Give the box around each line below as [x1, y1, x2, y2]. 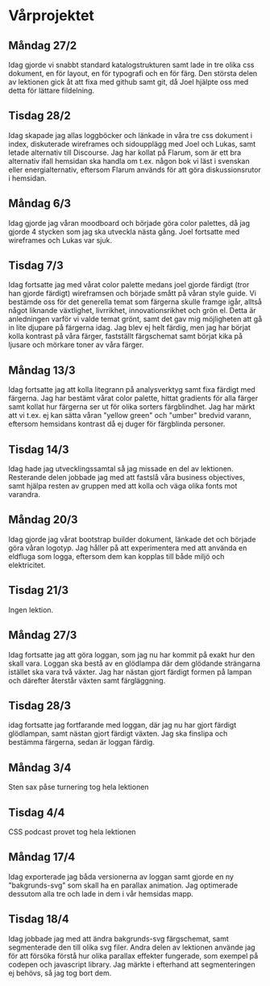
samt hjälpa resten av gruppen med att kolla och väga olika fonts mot [8, 481, 238, 491]
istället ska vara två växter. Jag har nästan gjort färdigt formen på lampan [8, 666, 252, 676]
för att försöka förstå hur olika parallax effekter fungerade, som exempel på [8, 950, 259, 960]
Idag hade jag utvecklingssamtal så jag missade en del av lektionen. [8, 464, 234, 474]
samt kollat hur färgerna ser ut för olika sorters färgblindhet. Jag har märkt [8, 402, 255, 412]
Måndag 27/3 [8, 629, 77, 642]
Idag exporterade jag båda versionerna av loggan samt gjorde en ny [8, 871, 234, 881]
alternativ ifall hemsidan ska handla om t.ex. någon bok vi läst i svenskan [8, 156, 250, 165]
